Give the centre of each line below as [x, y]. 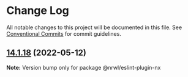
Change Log [38, 11]
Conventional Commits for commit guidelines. [64, 33]
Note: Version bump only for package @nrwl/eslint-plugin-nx [84, 67]
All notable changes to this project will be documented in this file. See [94, 27]
